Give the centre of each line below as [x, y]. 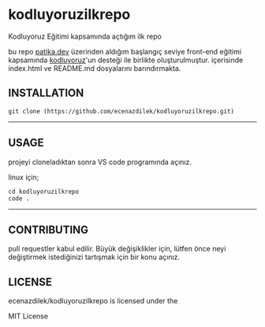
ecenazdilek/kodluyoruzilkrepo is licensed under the [93, 301]
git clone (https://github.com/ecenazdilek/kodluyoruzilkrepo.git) [121, 111]
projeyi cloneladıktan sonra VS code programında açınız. [100, 162]
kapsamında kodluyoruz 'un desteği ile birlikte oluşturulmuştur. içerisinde [126, 60]
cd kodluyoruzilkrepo [44, 191]
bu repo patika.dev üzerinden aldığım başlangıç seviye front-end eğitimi [125, 51]
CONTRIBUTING [49, 230]
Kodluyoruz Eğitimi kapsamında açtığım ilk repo [85, 36]
